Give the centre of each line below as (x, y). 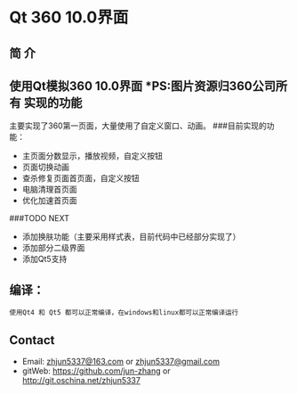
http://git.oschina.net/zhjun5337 (81, 381)
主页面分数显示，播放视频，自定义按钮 (92, 156)
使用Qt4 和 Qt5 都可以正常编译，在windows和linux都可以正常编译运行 (124, 313)
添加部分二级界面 (53, 248)
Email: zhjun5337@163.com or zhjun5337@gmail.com (121, 362)
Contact (32, 340)
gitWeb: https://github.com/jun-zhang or (96, 371)
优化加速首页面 (49, 201)
